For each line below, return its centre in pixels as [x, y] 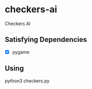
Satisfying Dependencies [46, 40]
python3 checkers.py [27, 81]
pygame [21, 52]
